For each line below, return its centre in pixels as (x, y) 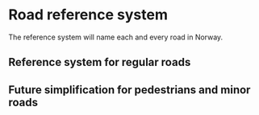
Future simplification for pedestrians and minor (129, 90)
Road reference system (88, 15)
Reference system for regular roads (100, 62)
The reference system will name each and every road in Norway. (116, 37)
